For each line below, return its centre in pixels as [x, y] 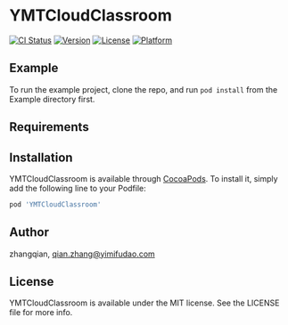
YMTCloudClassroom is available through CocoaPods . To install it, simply [144, 178]
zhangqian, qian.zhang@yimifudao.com [82, 254]
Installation [41, 157]
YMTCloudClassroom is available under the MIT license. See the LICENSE [144, 303]
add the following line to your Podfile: [78, 188]
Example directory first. [52, 99]
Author [29, 232]
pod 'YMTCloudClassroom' [55, 204]
